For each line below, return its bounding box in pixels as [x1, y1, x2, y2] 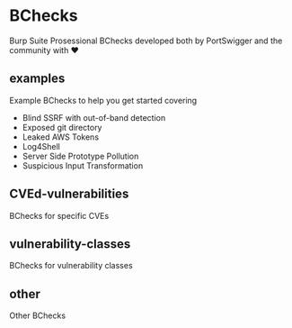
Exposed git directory [22, 122, 102, 132]
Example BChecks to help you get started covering [9, 95, 198, 105]
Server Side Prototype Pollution [22, 150, 139, 161]
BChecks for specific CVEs [9, 210, 110, 221]
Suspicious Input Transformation [22, 159, 144, 171]
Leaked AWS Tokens [22, 132, 100, 142]
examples [9, 71, 66, 87]
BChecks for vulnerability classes [9, 260, 133, 271]
